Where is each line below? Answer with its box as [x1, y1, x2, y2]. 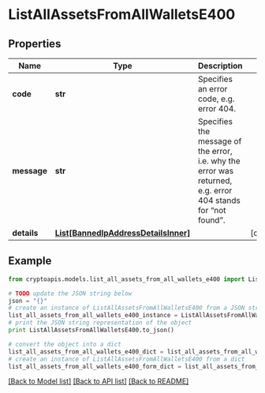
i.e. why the [197, 155, 241, 167]
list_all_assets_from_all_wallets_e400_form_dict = [8, 362, 181, 370]
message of [197, 136, 242, 147]
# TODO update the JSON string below [8, 290, 132, 298]
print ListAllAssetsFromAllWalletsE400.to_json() [8, 326, 175, 335]
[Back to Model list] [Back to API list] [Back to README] [8, 376, 189, 386]
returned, [197, 175, 233, 186]
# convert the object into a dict [8, 340, 122, 348]
